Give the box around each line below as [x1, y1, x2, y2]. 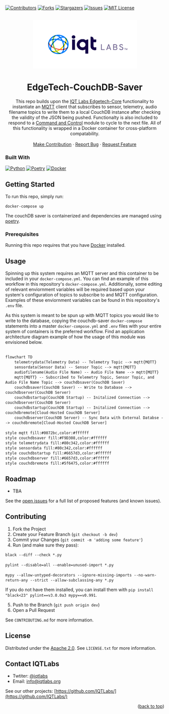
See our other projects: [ [5, 688, 57, 694]
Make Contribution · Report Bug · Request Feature [33, 141, 137, 147]
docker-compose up [5, 204, 44, 209]
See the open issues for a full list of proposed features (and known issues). [5, 498, 161, 504]
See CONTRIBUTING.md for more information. [5, 617, 94, 623]
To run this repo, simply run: [5, 194, 64, 200]
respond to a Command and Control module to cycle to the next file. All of [8, 119, 161, 126]
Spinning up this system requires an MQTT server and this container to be [5, 271, 159, 277]
